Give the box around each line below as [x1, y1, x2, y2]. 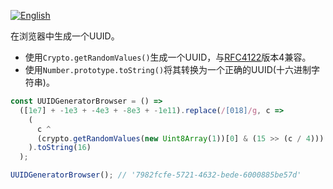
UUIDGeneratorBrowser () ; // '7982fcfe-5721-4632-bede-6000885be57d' [10, 170, 302, 180]
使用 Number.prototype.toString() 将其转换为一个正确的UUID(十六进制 [24, 64, 312, 75]
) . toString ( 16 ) [28, 143, 92, 153]
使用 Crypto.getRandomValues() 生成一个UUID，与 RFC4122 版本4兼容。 [24, 51, 312, 63]
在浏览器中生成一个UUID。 [10, 30, 120, 42]
